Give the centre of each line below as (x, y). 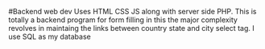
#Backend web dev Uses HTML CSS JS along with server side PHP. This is (132, 11)
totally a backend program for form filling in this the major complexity (123, 20)
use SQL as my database (50, 36)
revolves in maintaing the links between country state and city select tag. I (132, 28)
